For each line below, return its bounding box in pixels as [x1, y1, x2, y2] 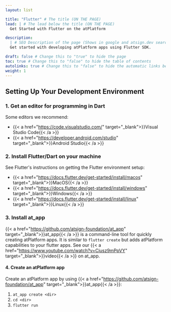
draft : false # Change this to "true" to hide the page [5, 54, 126, 59]
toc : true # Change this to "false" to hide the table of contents [5, 59, 152, 64]
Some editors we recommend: [5, 114, 69, 120]
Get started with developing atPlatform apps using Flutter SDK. [10, 45, 152, 50]
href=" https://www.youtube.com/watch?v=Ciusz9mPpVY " [5, 247, 128, 253]
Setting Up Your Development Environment [5, 87, 144, 96]
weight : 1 [5, 68, 26, 73]
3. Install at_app [5, 214, 45, 221]
